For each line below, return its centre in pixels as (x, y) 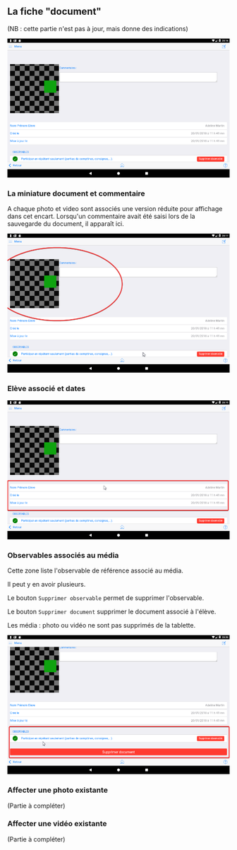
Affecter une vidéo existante (57, 824)
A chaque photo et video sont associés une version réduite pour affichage (115, 209)
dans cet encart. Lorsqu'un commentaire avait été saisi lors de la (101, 216)
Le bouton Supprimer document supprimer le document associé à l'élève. (112, 612)
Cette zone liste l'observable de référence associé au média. (95, 570)
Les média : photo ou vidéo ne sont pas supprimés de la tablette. (102, 625)
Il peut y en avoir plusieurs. (47, 585)
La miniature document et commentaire (77, 193)
